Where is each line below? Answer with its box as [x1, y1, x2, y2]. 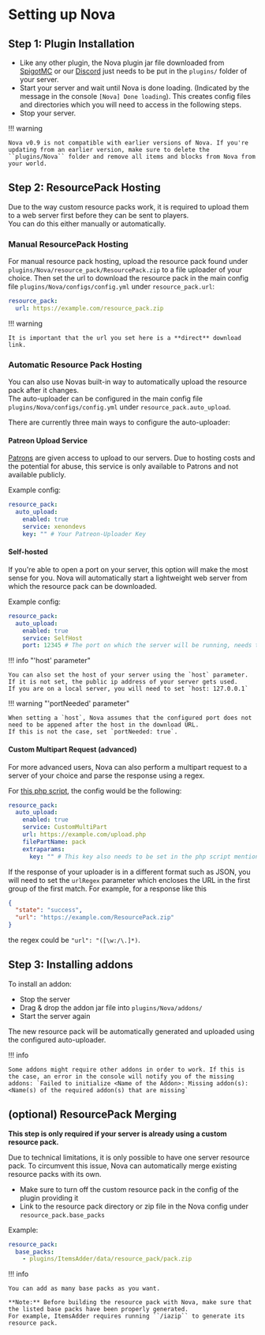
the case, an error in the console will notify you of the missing [8, 1073, 235, 1080]
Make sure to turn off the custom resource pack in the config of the [19, 1184, 239, 1194]
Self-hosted [8, 547, 49, 556]
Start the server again [19, 1011, 91, 1020]
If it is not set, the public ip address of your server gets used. [8, 678, 238, 686]
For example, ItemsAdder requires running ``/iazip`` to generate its [8, 1312, 245, 1321]
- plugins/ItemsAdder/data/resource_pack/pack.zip [22, 1255, 192, 1263]
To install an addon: [8, 979, 73, 989]
